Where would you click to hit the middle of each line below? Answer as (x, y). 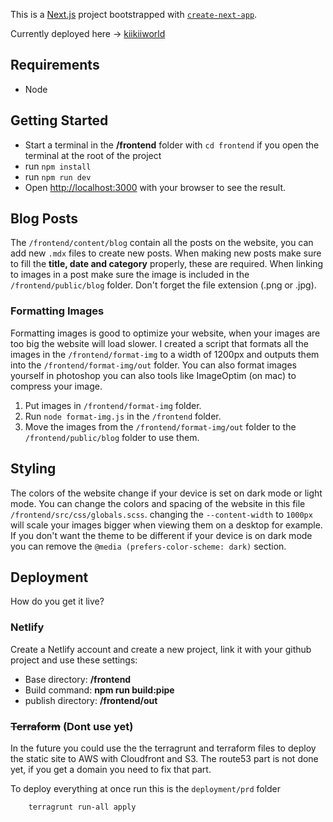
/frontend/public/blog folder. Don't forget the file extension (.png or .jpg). (163, 285)
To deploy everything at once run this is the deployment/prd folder (146, 788)
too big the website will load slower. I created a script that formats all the (159, 343)
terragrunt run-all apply (82, 807)
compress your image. (56, 386)
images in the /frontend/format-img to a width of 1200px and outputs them (165, 354)
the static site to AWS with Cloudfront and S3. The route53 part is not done (164, 758)
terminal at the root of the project (93, 155)
